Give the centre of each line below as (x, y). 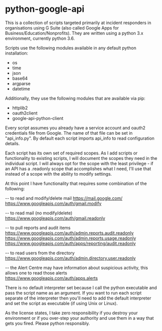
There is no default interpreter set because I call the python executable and (81, 287)
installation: (17, 53)
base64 (20, 78)
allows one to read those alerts (36, 273)
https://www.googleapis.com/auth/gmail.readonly (55, 218)
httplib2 (20, 108)
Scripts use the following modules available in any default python (71, 48)
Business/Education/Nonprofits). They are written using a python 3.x (74, 33)
